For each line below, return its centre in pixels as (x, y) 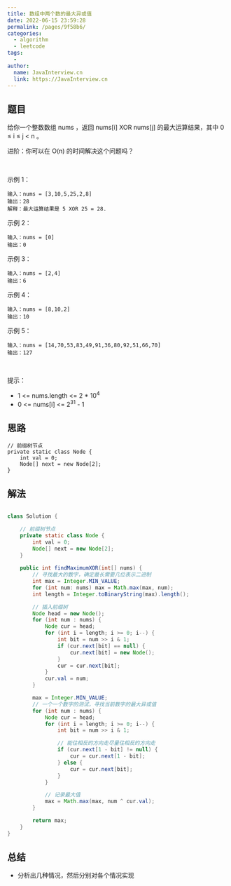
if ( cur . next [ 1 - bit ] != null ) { (107, 750)
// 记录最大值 (62, 795)
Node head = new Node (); (69, 613)
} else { (70, 763)
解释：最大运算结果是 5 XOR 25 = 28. (57, 209)
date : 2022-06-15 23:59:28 (47, 20)
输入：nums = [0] (31, 238)
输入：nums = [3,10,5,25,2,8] (50, 194)
